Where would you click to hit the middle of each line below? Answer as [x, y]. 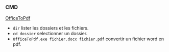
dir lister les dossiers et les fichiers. [51, 28]
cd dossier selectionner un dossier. [50, 34]
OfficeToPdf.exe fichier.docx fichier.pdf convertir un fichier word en [88, 39]
